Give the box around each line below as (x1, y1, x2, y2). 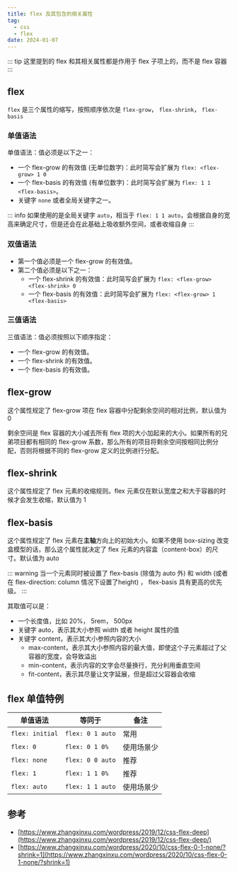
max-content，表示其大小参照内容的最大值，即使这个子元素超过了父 (28, 644, 227, 652)
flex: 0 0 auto (64, 756, 116, 765)
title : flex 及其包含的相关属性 (7, 10, 93, 18)
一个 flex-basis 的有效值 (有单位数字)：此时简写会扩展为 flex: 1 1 (17, 178, 211, 187)
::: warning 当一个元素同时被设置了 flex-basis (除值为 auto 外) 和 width (7, 569, 212, 578)
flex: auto (11, 783, 47, 791)
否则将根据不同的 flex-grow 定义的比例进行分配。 (19, 446, 163, 455)
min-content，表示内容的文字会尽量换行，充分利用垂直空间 (28, 661, 201, 670)
